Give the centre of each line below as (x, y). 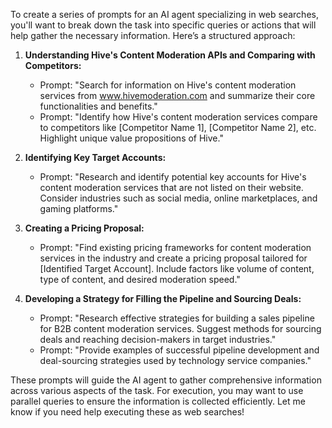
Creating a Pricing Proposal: (84, 228)
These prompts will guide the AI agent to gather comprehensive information (166, 380)
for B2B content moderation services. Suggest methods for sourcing (180, 328)
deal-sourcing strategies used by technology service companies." (175, 360)
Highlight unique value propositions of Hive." (131, 138)
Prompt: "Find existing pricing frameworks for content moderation (175, 247)
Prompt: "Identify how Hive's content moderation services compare (178, 117)
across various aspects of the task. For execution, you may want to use (157, 390)
